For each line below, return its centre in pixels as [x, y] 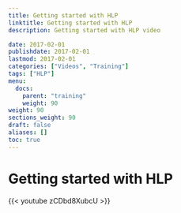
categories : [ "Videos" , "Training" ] [68, 67]
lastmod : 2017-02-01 [42, 59]
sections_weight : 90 [42, 118]
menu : [17, 81]
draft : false [30, 125]
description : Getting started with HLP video [84, 30]
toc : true [25, 140]
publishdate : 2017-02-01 [49, 52]
